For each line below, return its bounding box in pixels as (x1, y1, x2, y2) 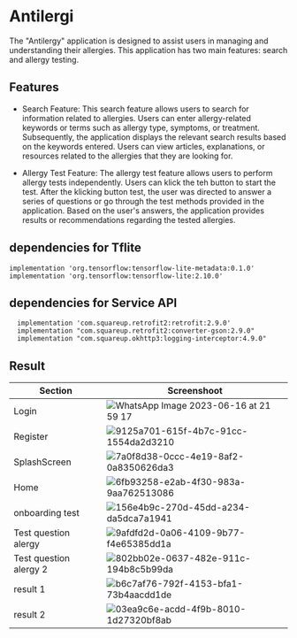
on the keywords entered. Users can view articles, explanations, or (21, 141, 265, 151)
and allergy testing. (9, 54, 80, 65)
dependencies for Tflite (9, 241, 141, 256)
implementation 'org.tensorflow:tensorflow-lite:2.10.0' (9, 272, 224, 281)
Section (39, 385, 72, 397)
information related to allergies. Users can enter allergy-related (21, 112, 252, 123)
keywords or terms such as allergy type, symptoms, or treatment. (21, 122, 261, 133)
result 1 (13, 583, 46, 596)
